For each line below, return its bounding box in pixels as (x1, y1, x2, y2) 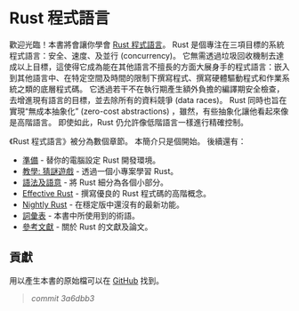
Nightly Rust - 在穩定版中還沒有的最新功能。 (21, 199, 185, 210)
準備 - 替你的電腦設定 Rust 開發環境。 (21, 155, 161, 165)
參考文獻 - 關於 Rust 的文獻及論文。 (21, 221, 153, 232)
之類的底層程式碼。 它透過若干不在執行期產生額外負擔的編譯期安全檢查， (16, 84, 285, 94)
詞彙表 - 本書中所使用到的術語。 (21, 210, 141, 220)
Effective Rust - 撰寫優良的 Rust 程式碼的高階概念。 (21, 187, 212, 198)
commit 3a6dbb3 (30, 292, 95, 303)
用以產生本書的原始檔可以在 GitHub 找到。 (9, 275, 165, 285)
